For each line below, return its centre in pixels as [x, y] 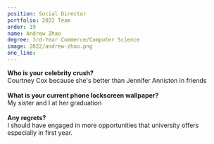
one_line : [22, 53]
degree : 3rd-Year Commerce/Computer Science [74, 40]
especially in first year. [40, 132]
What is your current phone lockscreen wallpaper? [83, 95]
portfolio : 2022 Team [39, 20]
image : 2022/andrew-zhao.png [50, 46]
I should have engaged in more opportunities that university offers [103, 125]
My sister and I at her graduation [55, 103]
